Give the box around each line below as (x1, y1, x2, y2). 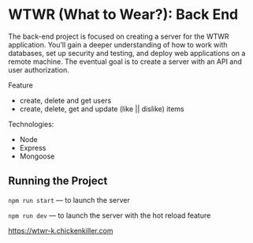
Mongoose (19, 151, 55, 161)
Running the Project (8, 174, 108, 188)
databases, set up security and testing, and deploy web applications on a (8, 48, 246, 58)
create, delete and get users (19, 95, 112, 105)
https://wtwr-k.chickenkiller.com (8, 226, 113, 235)
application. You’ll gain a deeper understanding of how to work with (8, 39, 228, 49)
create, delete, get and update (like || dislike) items (19, 104, 184, 114)
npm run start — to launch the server (8, 195, 130, 204)
